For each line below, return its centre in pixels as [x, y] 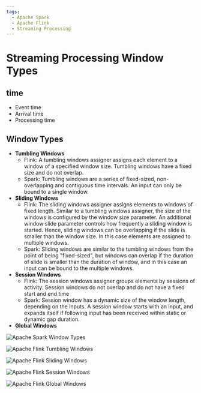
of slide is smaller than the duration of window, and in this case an [105, 262]
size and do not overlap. [54, 173]
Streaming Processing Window [85, 58]
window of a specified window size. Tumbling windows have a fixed [108, 166]
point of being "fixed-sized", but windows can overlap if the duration [109, 256]
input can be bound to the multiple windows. [79, 268]
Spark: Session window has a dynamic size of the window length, [105, 300]
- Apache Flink [31, 23]
